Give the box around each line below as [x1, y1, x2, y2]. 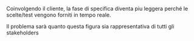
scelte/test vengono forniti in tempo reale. [6, 11, 111, 18]
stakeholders [6, 29, 39, 36]
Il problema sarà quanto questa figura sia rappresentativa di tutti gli [6, 23, 175, 30]
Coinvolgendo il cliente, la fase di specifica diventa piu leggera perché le [6, 5, 189, 12]
